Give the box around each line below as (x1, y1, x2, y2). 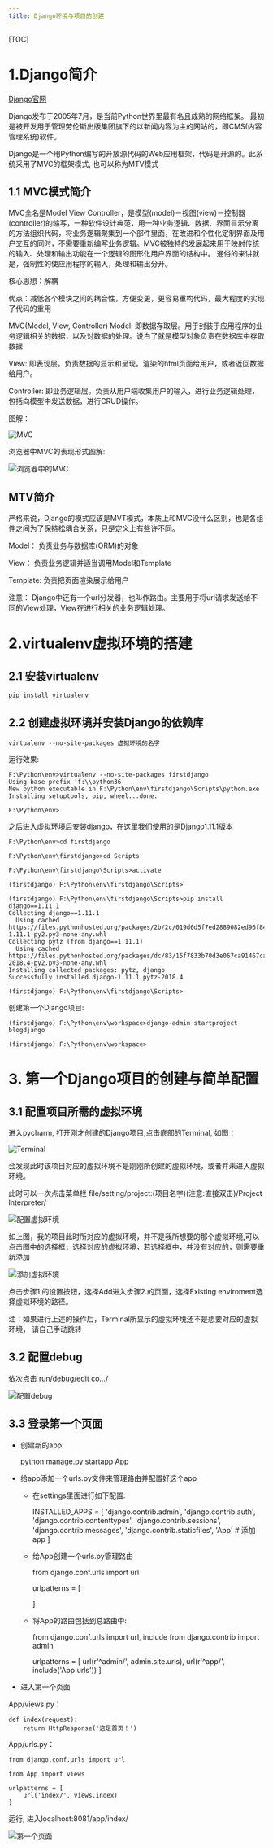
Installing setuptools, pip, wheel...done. (8, 792, 158, 800)
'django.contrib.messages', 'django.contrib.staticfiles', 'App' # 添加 (32, 1525, 256, 1535)
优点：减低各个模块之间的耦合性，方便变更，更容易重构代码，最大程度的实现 (8, 294, 265, 304)
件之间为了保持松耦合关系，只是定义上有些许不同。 (8, 523, 180, 533)
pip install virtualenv (8, 691, 89, 700)
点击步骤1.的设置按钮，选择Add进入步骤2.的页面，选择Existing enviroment (8, 1287, 256, 1296)
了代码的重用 (8, 304, 51, 313)
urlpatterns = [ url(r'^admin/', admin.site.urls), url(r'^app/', (32, 1656, 225, 1666)
